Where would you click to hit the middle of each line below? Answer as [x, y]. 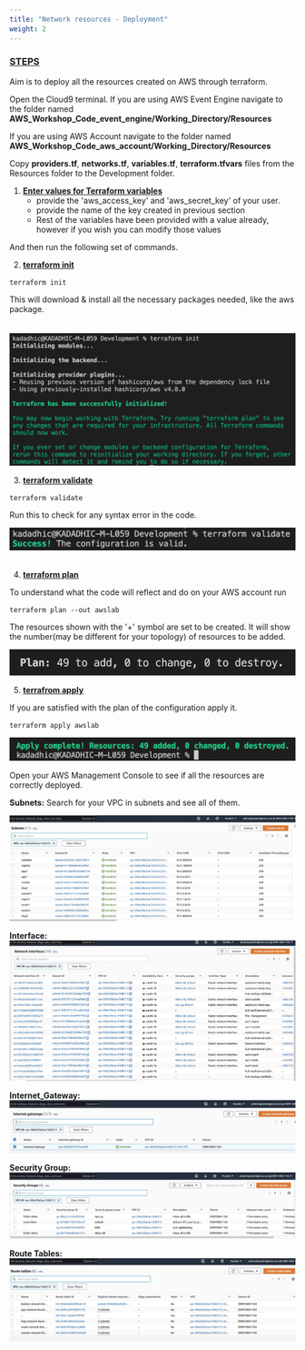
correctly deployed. [46, 785]
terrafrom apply [53, 690]
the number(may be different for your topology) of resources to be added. [148, 637]
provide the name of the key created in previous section [141, 210]
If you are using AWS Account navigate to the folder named [120, 136]
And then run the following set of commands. [94, 247]
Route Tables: [36, 1254]
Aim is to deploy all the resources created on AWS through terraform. [138, 81]
